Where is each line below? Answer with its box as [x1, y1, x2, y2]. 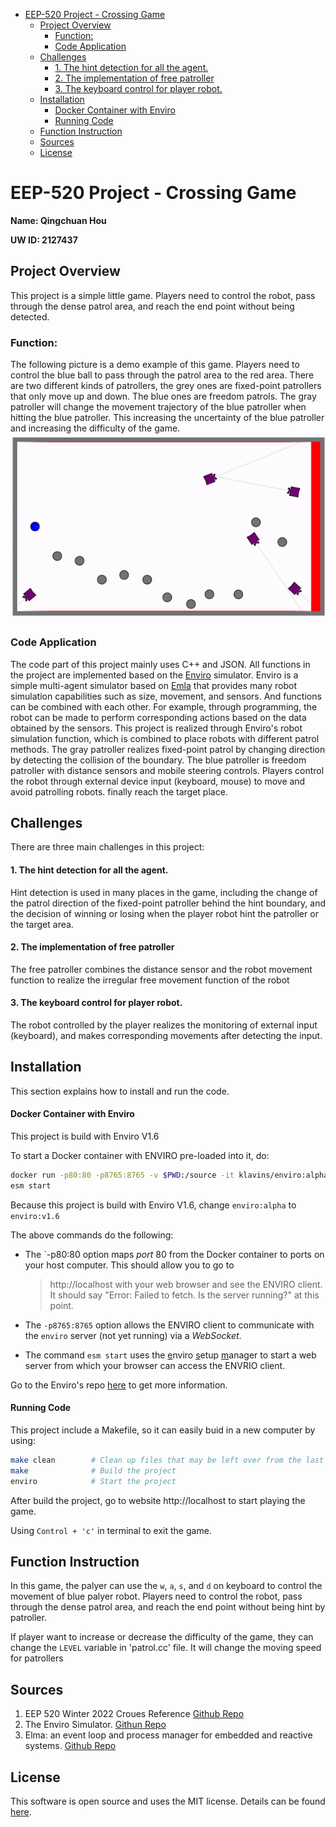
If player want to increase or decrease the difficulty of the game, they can [10, 1631, 314, 1643]
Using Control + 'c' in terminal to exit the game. [10, 1524, 212, 1536]
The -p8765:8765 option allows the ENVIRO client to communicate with [24, 1319, 315, 1331]
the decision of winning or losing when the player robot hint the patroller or [10, 907, 319, 919]
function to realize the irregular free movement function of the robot [10, 974, 290, 986]
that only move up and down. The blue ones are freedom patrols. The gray [10, 390, 317, 403]
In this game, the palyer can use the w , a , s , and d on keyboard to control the [10, 1580, 323, 1592]
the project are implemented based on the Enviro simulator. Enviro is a [10, 669, 299, 681]
